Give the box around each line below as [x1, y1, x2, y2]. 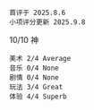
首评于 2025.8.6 [9, 8, 66, 17]
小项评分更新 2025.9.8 [9, 18, 86, 27]
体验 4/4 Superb [9, 92, 67, 101]
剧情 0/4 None [9, 73, 60, 82]
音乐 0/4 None [9, 63, 60, 72]
